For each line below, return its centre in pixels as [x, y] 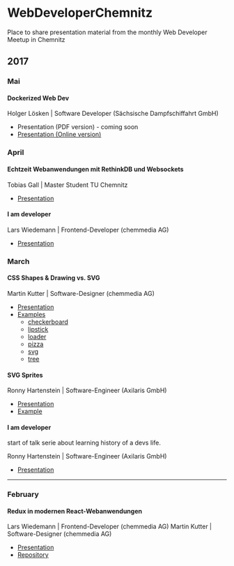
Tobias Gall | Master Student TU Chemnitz [68, 185]
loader [37, 336]
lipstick [38, 329]
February [23, 495]
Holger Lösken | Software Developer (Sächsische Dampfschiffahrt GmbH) [113, 114]
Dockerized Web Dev [38, 98]
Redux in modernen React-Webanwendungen [75, 511]
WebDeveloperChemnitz [80, 13]
